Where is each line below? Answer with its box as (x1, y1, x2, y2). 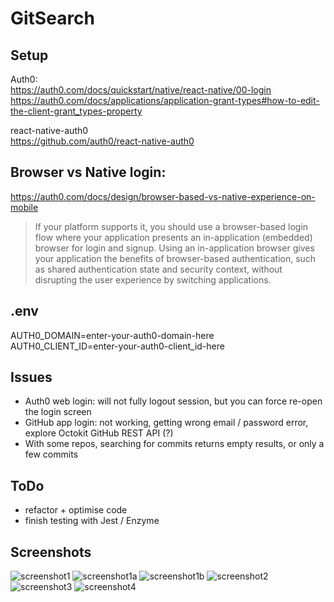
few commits (24, 448, 79, 461)
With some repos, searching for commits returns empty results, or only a (24, 438, 325, 450)
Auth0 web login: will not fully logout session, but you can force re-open (24, 395, 323, 407)
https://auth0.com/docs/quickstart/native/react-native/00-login (10, 84, 272, 96)
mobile (10, 201, 39, 213)
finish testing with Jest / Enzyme (24, 515, 160, 527)
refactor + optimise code (24, 504, 128, 516)
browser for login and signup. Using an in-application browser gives (34, 242, 315, 254)
